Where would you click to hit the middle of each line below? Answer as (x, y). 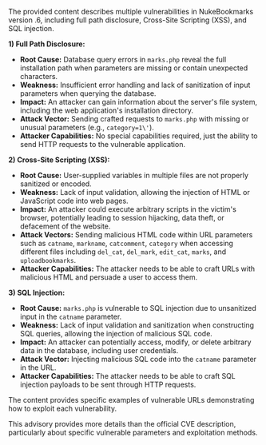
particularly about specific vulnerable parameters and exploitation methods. (133, 432)
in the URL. (38, 368)
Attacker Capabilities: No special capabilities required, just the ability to (139, 136)
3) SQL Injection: (37, 292)
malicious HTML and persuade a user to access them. (109, 277)
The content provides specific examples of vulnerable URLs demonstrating (131, 400)
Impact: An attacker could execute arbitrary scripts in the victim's (128, 209)
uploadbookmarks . (48, 260)
